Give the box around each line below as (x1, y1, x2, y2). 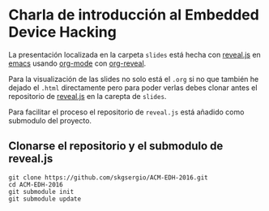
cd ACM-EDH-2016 (8, 180, 63, 188)
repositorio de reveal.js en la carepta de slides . (8, 91, 167, 101)
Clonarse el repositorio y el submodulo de (8, 140, 224, 153)
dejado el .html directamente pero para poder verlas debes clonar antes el (8, 83, 258, 93)
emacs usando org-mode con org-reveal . (8, 58, 147, 68)
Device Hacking (8, 23, 117, 41)
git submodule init (8, 187, 75, 196)
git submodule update (8, 195, 82, 203)
